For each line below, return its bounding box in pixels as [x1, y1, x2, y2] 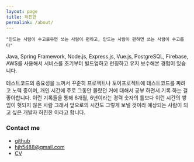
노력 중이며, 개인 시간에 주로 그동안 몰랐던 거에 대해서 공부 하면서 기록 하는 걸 [12, 87, 188, 94]
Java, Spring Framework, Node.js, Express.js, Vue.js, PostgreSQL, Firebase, [6, 53, 189, 60]
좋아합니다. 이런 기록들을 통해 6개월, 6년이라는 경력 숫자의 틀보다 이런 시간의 [6, 94, 181, 101]
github [14, 137, 30, 144]
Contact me [6, 124, 40, 132]
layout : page [6, 8, 38, 15]
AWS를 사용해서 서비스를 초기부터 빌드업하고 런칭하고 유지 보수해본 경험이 [6, 60, 175, 67]
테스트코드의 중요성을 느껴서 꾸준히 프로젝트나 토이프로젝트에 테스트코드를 [6, 80, 175, 87]
